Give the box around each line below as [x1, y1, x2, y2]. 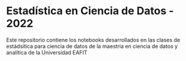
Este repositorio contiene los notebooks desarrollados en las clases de [6, 36, 181, 43]
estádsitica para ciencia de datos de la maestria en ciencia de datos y [6, 43, 178, 50]
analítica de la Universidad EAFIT [6, 49, 88, 56]
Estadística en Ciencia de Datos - [6, 4, 174, 18]
